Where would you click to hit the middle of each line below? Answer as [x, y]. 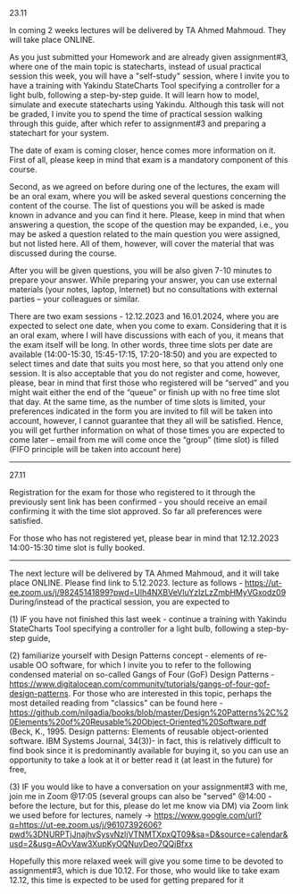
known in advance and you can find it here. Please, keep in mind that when [147, 215]
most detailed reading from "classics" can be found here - [116, 703]
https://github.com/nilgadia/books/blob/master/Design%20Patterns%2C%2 [149, 713]
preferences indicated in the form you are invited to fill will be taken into [141, 411]
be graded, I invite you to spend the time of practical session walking [136, 114]
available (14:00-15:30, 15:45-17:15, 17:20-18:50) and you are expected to [143, 354]
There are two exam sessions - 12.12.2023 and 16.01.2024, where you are [144, 316]
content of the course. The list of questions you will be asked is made [137, 206]
